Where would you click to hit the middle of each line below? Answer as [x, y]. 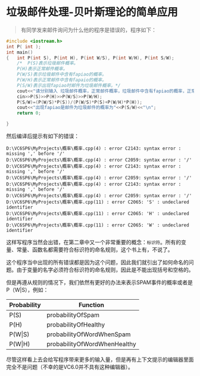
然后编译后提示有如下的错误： [43, 136]
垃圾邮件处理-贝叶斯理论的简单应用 [92, 12]
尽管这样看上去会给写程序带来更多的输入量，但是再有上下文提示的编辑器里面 [100, 360]
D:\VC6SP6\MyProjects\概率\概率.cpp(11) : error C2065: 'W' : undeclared [98, 225]
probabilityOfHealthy [76, 325]
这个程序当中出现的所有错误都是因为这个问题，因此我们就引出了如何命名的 [97, 262]
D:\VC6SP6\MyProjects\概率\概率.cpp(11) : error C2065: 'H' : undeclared [98, 214]
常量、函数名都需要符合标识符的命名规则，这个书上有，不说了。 [95, 250]
